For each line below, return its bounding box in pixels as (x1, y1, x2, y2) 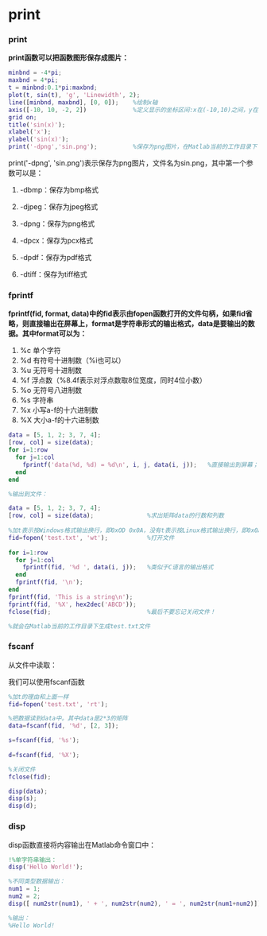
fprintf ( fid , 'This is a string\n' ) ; (8, 592, 133, 601)
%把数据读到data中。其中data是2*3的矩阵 (8, 714, 129, 723)
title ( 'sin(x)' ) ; (8, 121, 66, 129)
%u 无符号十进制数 (19, 366, 82, 375)
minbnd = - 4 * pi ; (8, 69, 62, 77)
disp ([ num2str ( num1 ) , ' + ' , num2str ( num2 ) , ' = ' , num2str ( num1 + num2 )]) (8, 899, 261, 907)
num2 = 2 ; (8, 892, 41, 900)
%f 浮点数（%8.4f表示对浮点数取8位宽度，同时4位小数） (19, 375, 207, 385)
